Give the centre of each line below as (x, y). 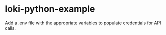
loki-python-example (50, 9)
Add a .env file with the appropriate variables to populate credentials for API (83, 23)
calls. (11, 28)
